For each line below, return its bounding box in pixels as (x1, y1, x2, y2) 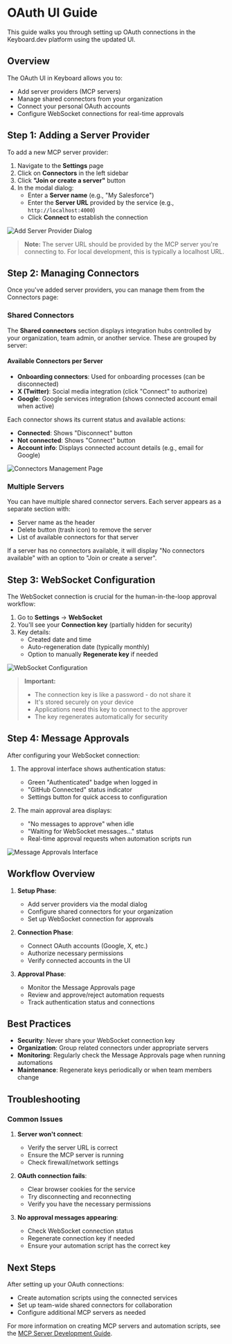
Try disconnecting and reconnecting (27, 1193, 132, 1201)
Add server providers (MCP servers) (17, 87, 121, 95)
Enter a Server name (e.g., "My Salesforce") (27, 191, 154, 199)
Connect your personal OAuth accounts (17, 102, 130, 110)
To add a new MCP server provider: (7, 148, 109, 156)
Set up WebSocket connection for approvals (27, 914, 154, 923)
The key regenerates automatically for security (34, 712, 168, 721)
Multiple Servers (7, 481, 64, 491)
